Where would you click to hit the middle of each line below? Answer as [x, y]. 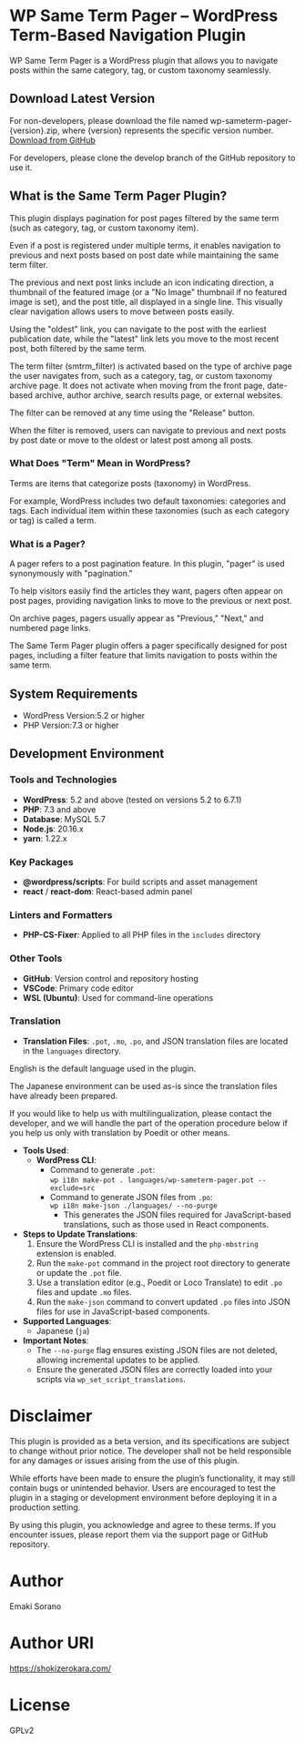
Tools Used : [46, 1150]
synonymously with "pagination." [71, 574]
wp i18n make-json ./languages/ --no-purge [133, 1206]
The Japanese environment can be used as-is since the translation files [143, 1086]
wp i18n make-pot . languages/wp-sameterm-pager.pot [152, 1180]
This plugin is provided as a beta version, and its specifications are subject [149, 1441]
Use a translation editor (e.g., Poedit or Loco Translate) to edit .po [159, 1282]
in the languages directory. [71, 1050]
